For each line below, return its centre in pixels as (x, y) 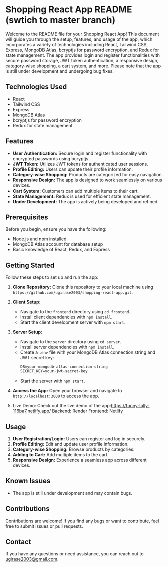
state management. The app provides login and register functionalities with (83, 55)
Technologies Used (36, 87)
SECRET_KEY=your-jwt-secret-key (54, 371)
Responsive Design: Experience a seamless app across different (79, 460)
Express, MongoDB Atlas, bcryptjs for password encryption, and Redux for (82, 50)
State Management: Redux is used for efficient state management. (82, 196)
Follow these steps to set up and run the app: (52, 277)
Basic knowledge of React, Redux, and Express (61, 250)
